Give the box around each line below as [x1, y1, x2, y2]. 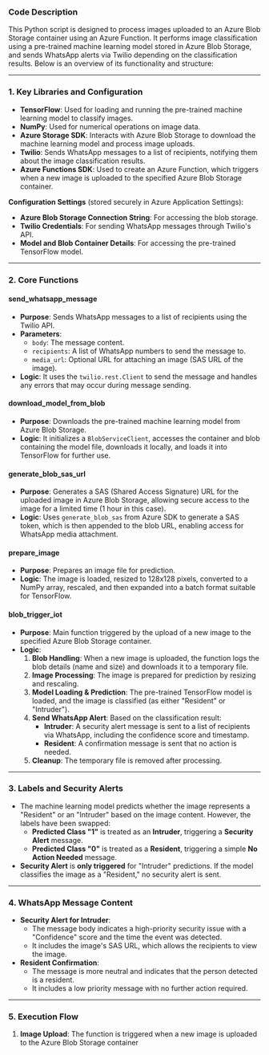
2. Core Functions [8, 274, 79, 285]
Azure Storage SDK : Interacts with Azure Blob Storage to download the [19, 130, 256, 140]
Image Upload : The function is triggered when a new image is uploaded [19, 1029, 258, 1039]
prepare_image [8, 548, 60, 557]
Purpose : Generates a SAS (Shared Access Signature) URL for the [19, 487, 239, 496]
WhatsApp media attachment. [19, 529, 118, 540]
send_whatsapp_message [8, 294, 98, 303]
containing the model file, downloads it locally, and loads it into [19, 442, 228, 451]
